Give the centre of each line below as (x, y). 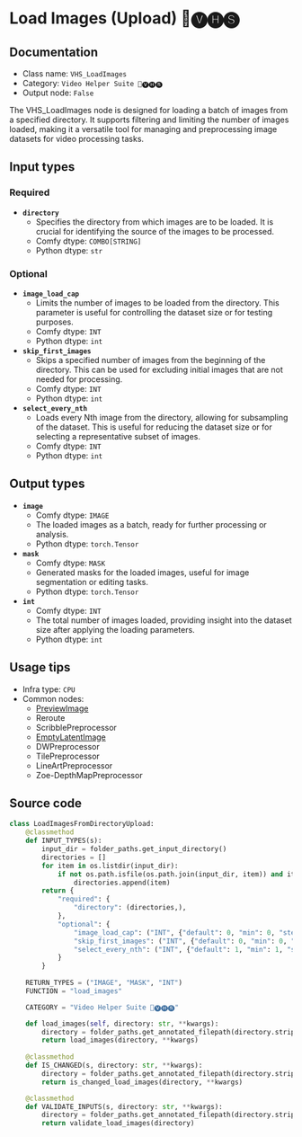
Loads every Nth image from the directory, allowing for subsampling (162, 417)
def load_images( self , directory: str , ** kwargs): (122, 1024)
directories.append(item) (122, 883)
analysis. (52, 534)
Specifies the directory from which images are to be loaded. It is (155, 222)
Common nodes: (53, 698)
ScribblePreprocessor (76, 727)
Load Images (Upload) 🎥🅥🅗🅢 (124, 18)
